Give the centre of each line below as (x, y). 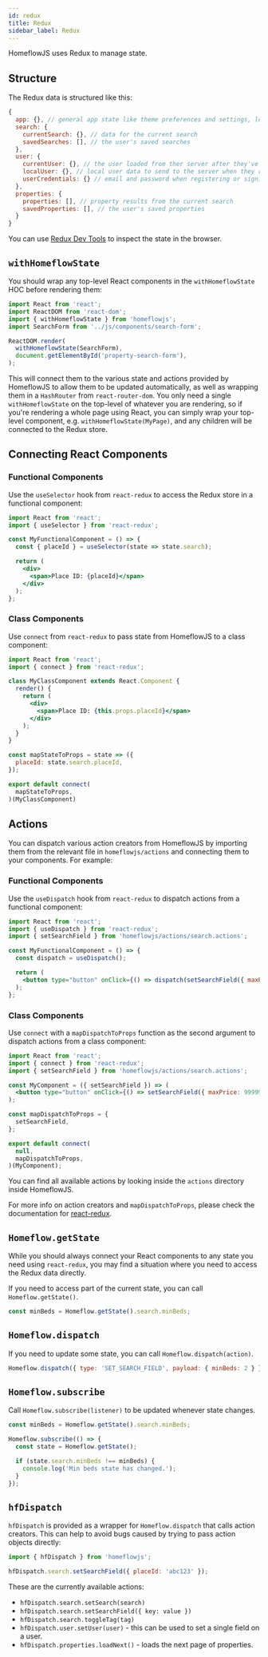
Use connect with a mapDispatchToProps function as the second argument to (132, 1033)
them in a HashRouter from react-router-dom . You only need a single (120, 395)
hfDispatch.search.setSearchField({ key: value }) (106, 1611)
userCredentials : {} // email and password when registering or (132, 179)
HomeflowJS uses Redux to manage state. (78, 54)
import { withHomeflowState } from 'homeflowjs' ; (93, 319)
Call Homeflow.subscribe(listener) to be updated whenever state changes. (132, 1410)
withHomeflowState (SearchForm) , (69, 348)
